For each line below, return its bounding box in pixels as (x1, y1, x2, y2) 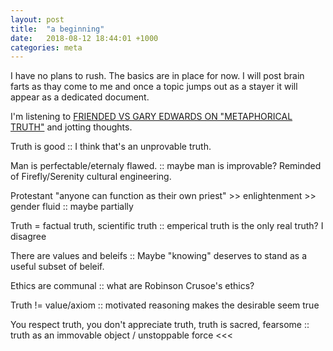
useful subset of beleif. (10, 261, 105, 273)
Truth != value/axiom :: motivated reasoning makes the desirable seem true (10, 299, 320, 311)
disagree (10, 231, 47, 243)
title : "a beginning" (10, 24, 105, 34)
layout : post (10, 14, 65, 25)
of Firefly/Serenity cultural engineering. (10, 171, 172, 183)
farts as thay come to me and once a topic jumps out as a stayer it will (10, 81, 298, 93)
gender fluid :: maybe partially (10, 201, 134, 213)
